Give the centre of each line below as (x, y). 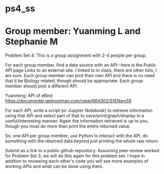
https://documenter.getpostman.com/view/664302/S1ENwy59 (68, 101)
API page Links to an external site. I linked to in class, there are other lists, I (81, 70)
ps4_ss (20, 9)
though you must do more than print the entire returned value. (68, 126)
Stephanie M (32, 42)
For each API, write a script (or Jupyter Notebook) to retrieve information (79, 110)
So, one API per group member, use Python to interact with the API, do (77, 136)
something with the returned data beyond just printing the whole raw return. (82, 141)
